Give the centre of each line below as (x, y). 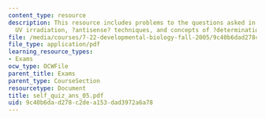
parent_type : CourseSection (54, 81)
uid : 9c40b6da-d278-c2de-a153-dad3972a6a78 (81, 103)
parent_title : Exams (42, 74)
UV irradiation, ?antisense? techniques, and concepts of (113, 30)
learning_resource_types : (50, 52)
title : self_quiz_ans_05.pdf (56, 96)
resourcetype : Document (47, 88)
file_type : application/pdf (54, 45)
